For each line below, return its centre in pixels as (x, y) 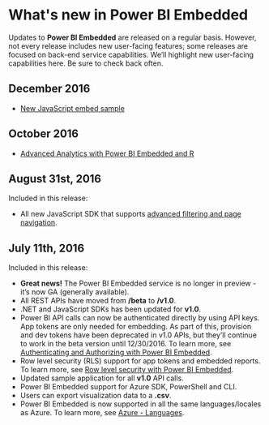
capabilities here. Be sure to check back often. (86, 63)
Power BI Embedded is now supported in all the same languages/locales (141, 404)
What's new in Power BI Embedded (128, 15)
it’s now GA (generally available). (75, 292)
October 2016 (44, 134)
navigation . (39, 223)
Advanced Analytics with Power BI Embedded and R (107, 153)
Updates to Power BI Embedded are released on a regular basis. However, (132, 37)
